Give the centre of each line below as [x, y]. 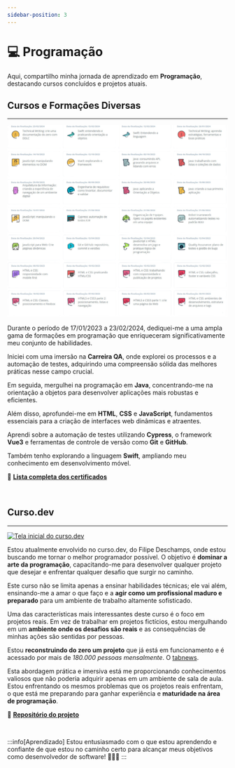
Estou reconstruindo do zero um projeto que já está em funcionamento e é [116, 650]
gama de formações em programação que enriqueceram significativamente [116, 335]
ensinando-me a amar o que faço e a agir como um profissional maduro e [115, 592]
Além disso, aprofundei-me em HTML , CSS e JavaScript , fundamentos [110, 413]
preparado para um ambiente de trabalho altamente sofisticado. [100, 600]
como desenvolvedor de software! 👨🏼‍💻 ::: [67, 756]
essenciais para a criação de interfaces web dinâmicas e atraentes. [104, 421]
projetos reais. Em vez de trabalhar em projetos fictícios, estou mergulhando [117, 621]
